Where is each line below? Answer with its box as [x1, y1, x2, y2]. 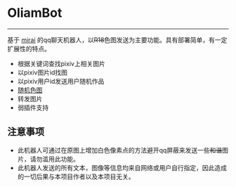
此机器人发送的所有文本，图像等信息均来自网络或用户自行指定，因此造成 [17, 163, 227, 172]
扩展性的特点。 [7, 44, 51, 53]
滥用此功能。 [41, 155, 79, 163]
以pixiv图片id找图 [17, 68, 68, 77]
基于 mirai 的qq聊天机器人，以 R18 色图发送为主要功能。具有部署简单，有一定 [7, 35, 228, 44]
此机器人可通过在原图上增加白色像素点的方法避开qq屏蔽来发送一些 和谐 [17, 146, 223, 154]
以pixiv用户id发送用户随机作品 [17, 77, 105, 85]
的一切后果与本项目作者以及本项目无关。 [17, 172, 135, 181]
